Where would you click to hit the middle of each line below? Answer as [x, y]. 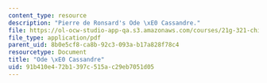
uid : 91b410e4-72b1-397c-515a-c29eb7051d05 [81, 67]
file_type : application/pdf [55, 38]
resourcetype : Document [48, 52]
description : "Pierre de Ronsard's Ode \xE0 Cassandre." [104, 23]
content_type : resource [48, 15]
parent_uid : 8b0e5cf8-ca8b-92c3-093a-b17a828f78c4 [94, 45]
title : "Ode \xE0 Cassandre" [56, 60]
